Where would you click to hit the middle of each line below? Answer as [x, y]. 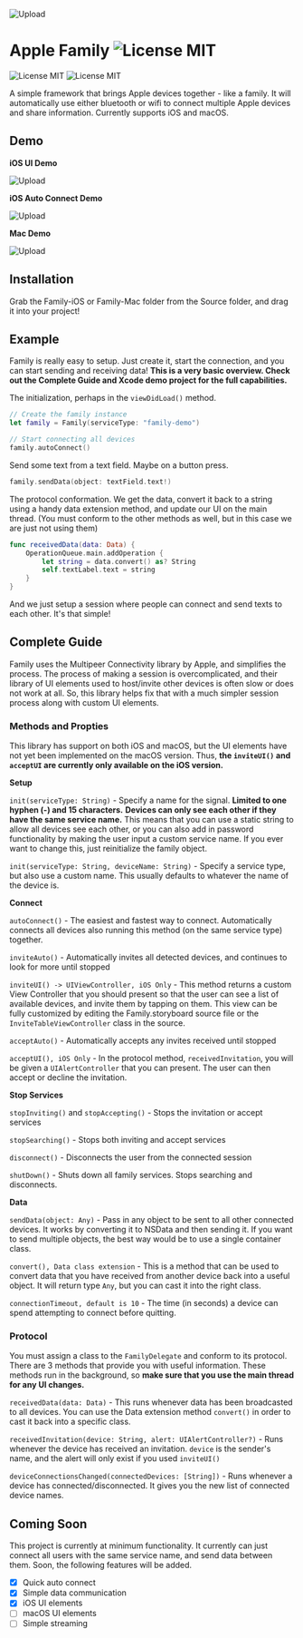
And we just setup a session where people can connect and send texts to [146, 604]
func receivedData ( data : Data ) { [72, 544]
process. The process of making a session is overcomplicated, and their [143, 673]
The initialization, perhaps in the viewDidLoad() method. [113, 398]
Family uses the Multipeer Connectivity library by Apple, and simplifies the [148, 664]
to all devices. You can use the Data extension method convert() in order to [150, 1412]
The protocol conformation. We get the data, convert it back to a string [141, 499]
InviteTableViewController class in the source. [97, 1023]
